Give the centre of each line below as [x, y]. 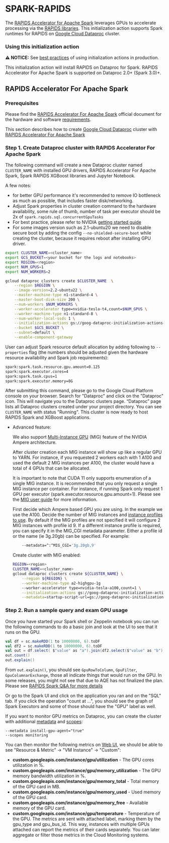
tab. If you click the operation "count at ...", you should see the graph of [79, 701]
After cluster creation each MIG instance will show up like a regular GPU [87, 452]
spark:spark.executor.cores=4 [37, 371]
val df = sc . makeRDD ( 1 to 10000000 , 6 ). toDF [53, 641]
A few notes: [18, 185]
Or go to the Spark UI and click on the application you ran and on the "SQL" [83, 696]
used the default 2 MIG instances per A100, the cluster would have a [83, 463]
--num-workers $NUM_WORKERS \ [46, 304]
